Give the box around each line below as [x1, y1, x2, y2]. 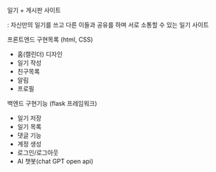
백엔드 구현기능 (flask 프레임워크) [7, 99, 98, 107]
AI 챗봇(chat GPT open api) [17, 157, 94, 165]
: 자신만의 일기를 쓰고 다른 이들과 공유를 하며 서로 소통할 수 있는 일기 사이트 [7, 21, 209, 29]
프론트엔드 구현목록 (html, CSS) [7, 35, 93, 44]
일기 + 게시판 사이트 [7, 6, 61, 14]
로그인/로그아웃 [17, 149, 59, 157]
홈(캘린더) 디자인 [17, 50, 63, 58]
